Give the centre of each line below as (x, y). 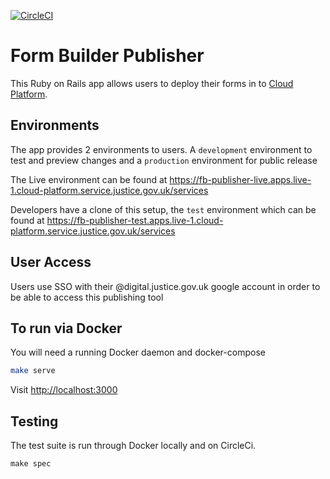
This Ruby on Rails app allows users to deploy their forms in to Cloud (152, 83)
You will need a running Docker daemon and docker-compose (138, 352)
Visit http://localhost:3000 (64, 390)
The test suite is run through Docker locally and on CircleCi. (133, 446)
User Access (51, 262)
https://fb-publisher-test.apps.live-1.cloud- (135, 220)
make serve (33, 371)
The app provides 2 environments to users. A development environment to (161, 149)
